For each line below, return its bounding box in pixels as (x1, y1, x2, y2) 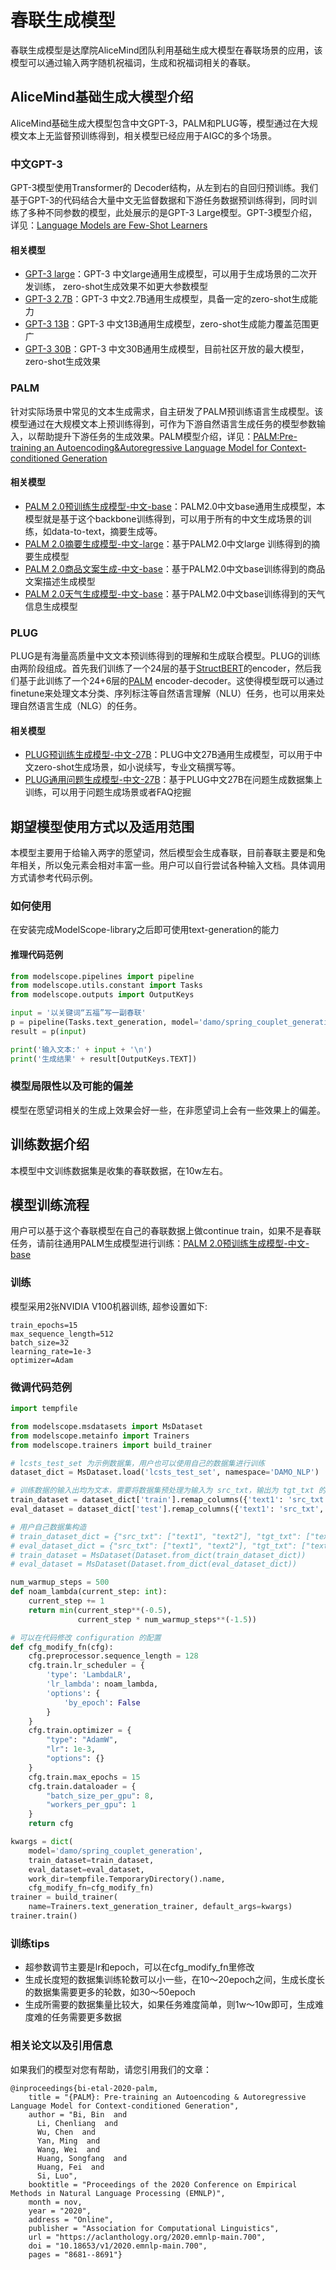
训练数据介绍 (10, 1136, 90, 1153)
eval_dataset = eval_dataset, (28, 1864, 145, 1875)
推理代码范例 (10, 948, 63, 960)
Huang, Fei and (36, 2162, 105, 2172)
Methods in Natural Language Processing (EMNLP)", (10, 2188, 226, 2198)
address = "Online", (28, 2214, 114, 2225)
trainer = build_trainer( (10, 1892, 118, 1903)
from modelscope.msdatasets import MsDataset (10, 1421, 203, 1431)
